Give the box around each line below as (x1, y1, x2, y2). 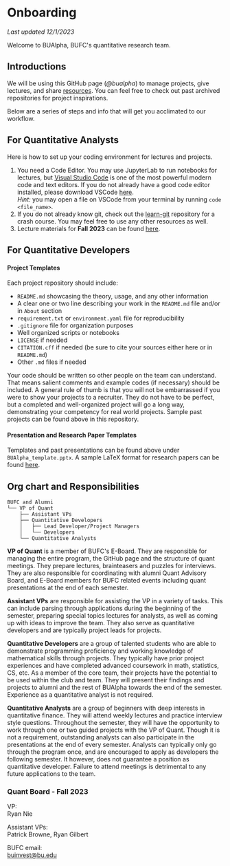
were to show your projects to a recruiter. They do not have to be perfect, (7, 393, 215, 402)
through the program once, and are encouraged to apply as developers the (7, 748, 219, 756)
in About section (16, 307, 62, 315)
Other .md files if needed (16, 358, 87, 366)
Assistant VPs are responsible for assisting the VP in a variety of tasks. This (7, 597, 223, 605)
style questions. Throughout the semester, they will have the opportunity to (7, 719, 220, 727)
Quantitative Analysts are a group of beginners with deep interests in (7, 704, 205, 713)
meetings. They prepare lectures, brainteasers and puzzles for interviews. (7, 562, 216, 570)
